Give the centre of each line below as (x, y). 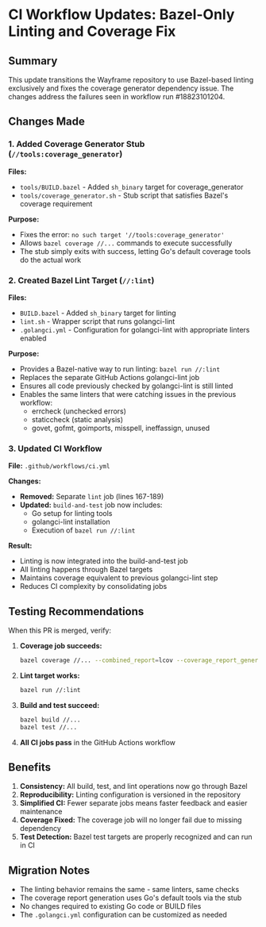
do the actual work (50, 260)
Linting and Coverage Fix (92, 31)
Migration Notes (49, 870)
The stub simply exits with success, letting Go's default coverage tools (135, 251)
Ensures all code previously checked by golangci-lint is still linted (126, 386)
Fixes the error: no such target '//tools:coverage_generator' (122, 234)
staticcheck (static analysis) (77, 419)
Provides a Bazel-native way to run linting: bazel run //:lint (120, 369)
